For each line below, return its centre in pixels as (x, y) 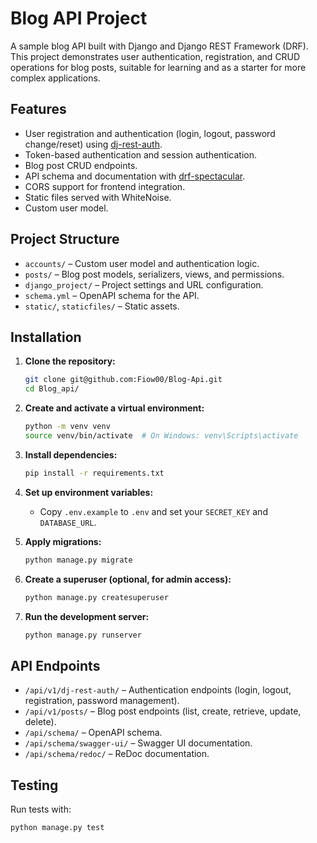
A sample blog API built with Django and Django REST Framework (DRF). (159, 46)
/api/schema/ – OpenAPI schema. (93, 733)
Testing (34, 785)
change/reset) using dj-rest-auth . (93, 144)
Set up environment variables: (89, 492)
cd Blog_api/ (52, 389)
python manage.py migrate (78, 560)
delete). (40, 722)
